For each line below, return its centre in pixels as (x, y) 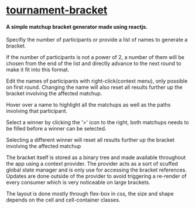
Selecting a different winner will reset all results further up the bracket (90, 140)
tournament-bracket (57, 10)
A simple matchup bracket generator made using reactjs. (77, 26)
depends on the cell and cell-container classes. (63, 200)
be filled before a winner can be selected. (56, 129)
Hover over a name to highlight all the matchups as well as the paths (88, 105)
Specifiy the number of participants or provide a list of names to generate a (97, 40)
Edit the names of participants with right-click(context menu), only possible (97, 81)
